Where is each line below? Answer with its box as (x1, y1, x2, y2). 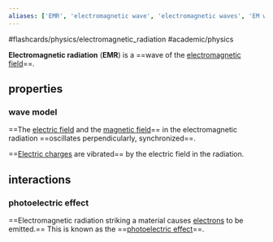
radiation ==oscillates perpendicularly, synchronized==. (8, 133, 197, 143)
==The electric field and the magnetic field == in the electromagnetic (8, 125, 238, 135)
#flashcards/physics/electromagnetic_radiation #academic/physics (8, 34, 234, 44)
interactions (8, 172, 71, 187)
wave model (8, 106, 58, 118)
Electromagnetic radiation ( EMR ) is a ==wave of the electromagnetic (8, 50, 241, 59)
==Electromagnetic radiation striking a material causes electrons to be (8, 216, 244, 225)
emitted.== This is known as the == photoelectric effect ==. (8, 224, 205, 234)
